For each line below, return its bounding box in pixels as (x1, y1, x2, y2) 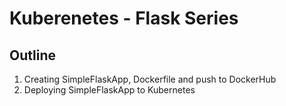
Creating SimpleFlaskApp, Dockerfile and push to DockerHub (23, 73, 277, 85)
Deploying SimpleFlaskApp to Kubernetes (23, 84, 196, 96)
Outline (9, 47, 56, 64)
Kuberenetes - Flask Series (9, 7, 239, 30)
